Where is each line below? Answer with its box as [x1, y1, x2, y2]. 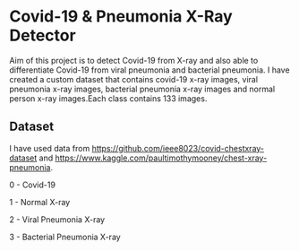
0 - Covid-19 [9, 179, 56, 190]
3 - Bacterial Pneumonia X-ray [9, 231, 121, 242]
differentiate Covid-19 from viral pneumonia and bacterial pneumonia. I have [9, 65, 290, 75]
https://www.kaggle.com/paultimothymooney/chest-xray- [55, 152, 268, 163]
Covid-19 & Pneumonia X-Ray [9, 6, 233, 27]
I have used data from [9, 143, 90, 153]
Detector [9, 25, 76, 46]
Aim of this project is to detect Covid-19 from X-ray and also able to [9, 55, 259, 65]
